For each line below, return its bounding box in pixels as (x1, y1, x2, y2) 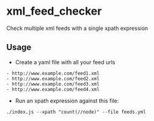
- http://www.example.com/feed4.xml (6, 86, 100, 92)
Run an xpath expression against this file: (15, 97, 119, 105)
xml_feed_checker (6, 4, 102, 18)
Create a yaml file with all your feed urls (15, 58, 116, 65)
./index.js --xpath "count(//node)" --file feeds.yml (6, 109, 147, 115)
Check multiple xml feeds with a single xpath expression (6, 24, 148, 32)
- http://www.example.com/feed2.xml (6, 75, 100, 82)
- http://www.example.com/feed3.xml (6, 81, 100, 87)
